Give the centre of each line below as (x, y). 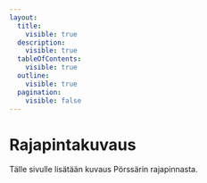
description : (41, 42)
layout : (24, 17)
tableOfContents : (50, 59)
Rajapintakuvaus (73, 145)
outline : (33, 76)
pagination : (40, 92)
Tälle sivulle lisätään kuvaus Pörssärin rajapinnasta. (103, 170)
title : (29, 26)
